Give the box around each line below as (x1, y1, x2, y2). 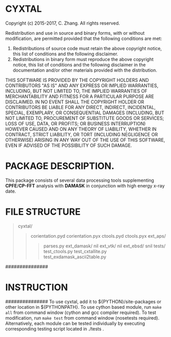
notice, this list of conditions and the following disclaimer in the (12, 61, 146, 68)
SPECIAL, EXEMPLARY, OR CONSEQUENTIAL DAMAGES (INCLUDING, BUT (5, 110, 165, 116)
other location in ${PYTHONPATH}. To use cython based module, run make (5, 304, 162, 310)
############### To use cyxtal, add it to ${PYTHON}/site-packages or (5, 298, 162, 305)
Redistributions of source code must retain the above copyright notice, (12, 45, 162, 51)
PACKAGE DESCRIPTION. (5, 160, 115, 172)
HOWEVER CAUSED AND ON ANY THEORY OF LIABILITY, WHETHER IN (5, 126, 157, 132)
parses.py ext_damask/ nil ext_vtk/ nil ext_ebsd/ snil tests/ (43, 243, 166, 249)
